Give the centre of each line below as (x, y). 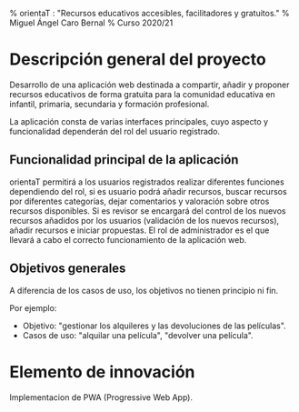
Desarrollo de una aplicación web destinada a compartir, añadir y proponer (149, 85)
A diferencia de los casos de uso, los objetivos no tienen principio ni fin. (144, 290)
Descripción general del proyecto (138, 60)
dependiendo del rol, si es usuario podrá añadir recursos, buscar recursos (149, 191)
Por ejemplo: (33, 307)
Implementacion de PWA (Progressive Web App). (101, 397)
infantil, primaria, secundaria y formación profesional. (110, 104)
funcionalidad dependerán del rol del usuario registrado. (115, 131)
